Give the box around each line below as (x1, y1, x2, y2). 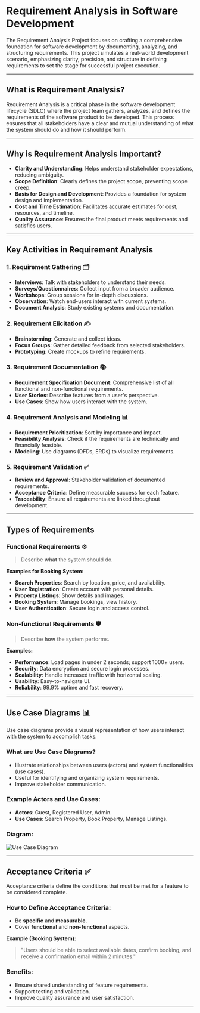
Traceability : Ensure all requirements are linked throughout (14, 495, 160, 502)
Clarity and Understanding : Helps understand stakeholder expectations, (14, 165, 193, 172)
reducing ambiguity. (14, 171, 64, 178)
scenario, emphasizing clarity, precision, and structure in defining (6, 55, 167, 63)
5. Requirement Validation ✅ (6, 463, 89, 471)
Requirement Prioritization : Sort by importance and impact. (14, 429, 162, 436)
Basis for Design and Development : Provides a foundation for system (14, 190, 186, 197)
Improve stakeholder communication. (14, 780, 107, 787)
